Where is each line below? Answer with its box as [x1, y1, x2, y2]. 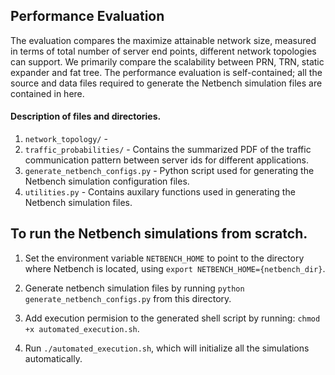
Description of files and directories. [10, 110, 162, 123]
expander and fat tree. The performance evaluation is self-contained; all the [10, 66, 323, 78]
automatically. [24, 352, 83, 364]
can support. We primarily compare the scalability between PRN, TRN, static [10, 55, 325, 68]
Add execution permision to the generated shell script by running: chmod [24, 312, 321, 324]
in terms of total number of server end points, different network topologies [10, 45, 317, 57]
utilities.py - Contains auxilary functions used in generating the [24, 186, 296, 198]
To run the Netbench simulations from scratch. [10, 225, 308, 243]
